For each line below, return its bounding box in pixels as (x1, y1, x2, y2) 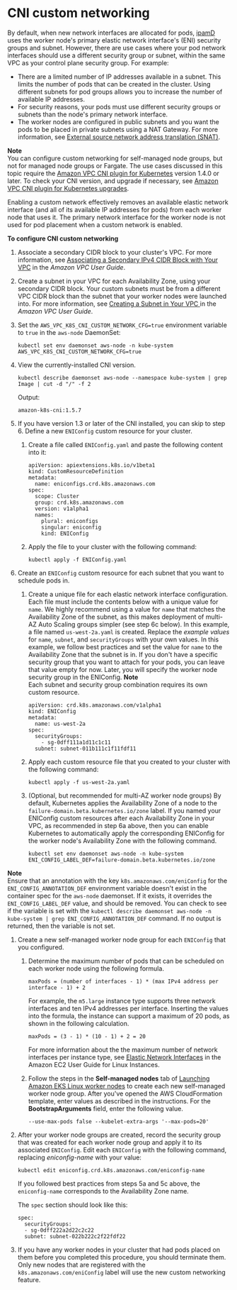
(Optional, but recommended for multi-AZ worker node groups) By (28, 791, 221, 800)
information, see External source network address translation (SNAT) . (17, 133, 221, 141)
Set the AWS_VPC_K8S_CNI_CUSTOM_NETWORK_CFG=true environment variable (17, 321, 228, 329)
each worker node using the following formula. (28, 964, 165, 973)
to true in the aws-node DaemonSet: (17, 328, 121, 336)
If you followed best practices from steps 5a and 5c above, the (17, 1179, 200, 1188)
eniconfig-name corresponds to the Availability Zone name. (17, 1186, 189, 1195)
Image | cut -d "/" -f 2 (17, 380, 91, 387)
